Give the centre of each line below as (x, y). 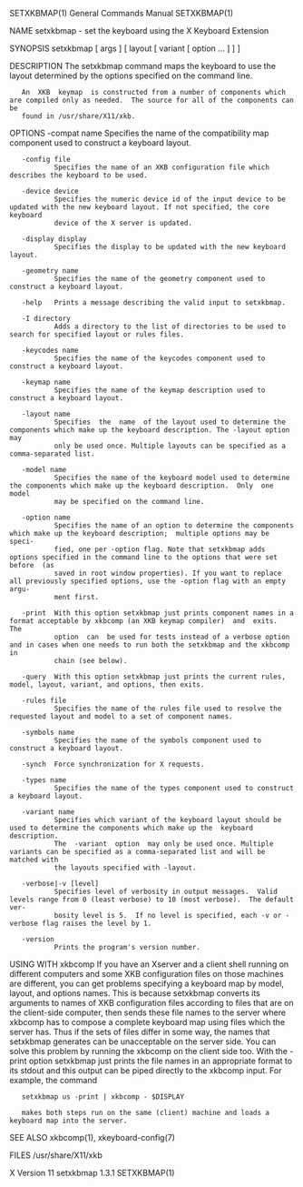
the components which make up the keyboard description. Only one (142, 486)
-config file (46, 159)
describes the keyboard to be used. (78, 176)
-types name (44, 780)
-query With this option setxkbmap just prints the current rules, (153, 677)
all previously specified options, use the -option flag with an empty (147, 581)
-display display (54, 239)
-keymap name (46, 382)
